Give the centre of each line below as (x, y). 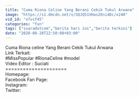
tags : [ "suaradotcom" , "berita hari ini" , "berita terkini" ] (69, 29)
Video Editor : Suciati (27, 64)
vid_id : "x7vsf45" (25, 19)
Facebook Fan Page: (27, 79)
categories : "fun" (25, 24)
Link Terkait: (18, 53)
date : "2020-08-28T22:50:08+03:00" (43, 33)
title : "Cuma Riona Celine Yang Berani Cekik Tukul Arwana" (70, 10)
